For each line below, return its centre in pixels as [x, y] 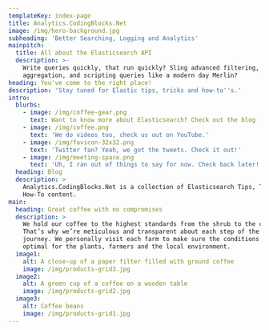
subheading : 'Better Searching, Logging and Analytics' [103, 38]
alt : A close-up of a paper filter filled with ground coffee [128, 261]
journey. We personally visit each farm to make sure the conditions [141, 239]
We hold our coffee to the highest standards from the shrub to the [139, 224]
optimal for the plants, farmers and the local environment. [126, 247]
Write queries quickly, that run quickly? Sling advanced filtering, [141, 68]
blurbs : [28, 105]
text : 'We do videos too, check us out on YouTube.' [119, 135]
